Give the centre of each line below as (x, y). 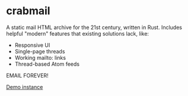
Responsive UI (32, 45)
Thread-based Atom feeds (47, 64)
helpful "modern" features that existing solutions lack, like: (78, 33)
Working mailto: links (40, 57)
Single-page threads (40, 51)
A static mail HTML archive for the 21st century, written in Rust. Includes (94, 27)
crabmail (28, 11)
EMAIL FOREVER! (27, 75)
